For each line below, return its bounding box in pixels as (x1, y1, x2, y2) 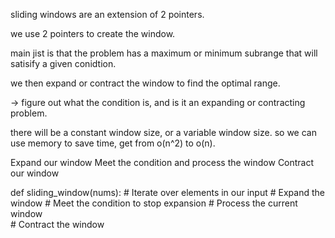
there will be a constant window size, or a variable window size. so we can (10, 127, 317, 138)
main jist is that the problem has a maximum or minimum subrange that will (10, 47, 318, 59)
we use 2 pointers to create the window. (10, 28, 176, 39)
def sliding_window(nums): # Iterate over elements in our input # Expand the (10, 187, 325, 198)
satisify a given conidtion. (10, 58, 117, 69)
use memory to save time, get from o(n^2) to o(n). (10, 137, 216, 149)
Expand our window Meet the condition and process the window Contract (10, 157, 315, 168)
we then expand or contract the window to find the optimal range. (10, 77, 281, 89)
